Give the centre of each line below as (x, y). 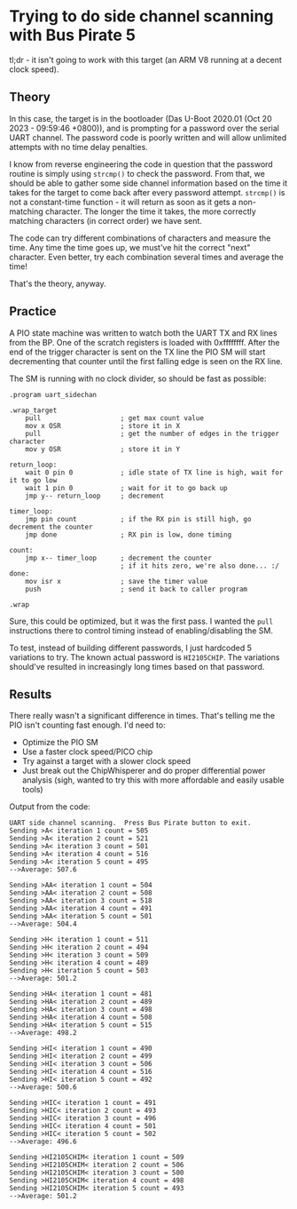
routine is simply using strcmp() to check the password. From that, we (137, 173)
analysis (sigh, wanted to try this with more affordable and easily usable (153, 780)
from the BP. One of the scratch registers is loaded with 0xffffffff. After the (145, 342)
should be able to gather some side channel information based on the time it (148, 183)
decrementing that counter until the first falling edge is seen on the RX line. (146, 361)
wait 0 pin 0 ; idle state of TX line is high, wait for (154, 473)
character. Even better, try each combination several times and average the (146, 257)
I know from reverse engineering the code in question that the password (141, 164)
